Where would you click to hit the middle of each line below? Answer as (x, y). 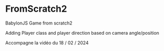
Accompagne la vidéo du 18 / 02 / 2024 (47, 43)
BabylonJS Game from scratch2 (39, 23)
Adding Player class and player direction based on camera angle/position (82, 33)
